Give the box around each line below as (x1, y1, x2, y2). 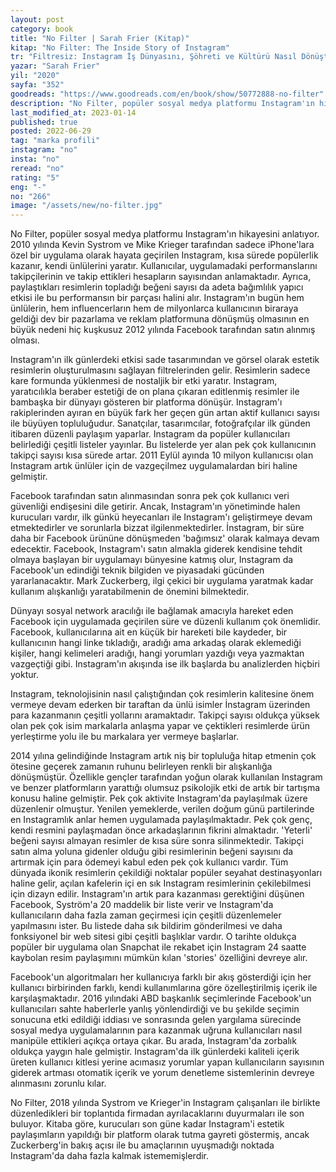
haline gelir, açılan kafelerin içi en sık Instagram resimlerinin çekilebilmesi (10, 877, 312, 890)
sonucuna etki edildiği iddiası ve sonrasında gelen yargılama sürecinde (10, 1014, 302, 1026)
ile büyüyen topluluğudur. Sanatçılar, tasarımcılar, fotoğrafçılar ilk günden (10, 417, 311, 430)
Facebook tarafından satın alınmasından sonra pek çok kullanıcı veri (10, 490, 290, 502)
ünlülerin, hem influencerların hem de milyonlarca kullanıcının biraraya (10, 302, 299, 315)
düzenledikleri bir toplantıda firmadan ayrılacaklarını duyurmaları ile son (10, 1107, 305, 1120)
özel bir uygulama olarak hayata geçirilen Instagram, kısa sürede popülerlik (10, 249, 319, 261)
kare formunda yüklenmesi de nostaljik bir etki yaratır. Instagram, (10, 375, 278, 387)
